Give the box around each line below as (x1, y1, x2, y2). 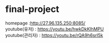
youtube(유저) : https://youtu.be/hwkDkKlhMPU (5, 26, 104, 32)
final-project (5, 3, 59, 15)
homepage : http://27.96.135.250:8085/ (5, 20, 86, 26)
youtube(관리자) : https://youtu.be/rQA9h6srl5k (5, 32, 103, 38)
